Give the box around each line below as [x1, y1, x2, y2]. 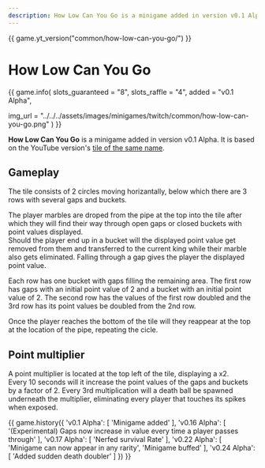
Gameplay [8, 165, 60, 179]
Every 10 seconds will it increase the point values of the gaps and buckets [8, 377, 248, 387]
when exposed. [8, 402, 58, 412]
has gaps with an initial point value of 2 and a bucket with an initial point [8, 285, 242, 294]
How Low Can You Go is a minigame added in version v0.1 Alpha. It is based [8, 134, 255, 144]
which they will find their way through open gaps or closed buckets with [8, 219, 242, 228]
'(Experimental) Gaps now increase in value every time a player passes [8, 426, 239, 436]
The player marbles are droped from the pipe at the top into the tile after [8, 210, 242, 220]
